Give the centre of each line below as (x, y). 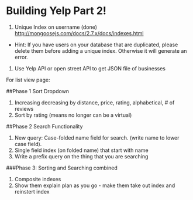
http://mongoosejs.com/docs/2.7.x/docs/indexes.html (79, 33)
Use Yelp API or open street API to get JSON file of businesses (90, 68)
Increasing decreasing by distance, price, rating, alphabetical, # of (94, 102)
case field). (28, 144)
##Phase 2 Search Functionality (44, 126)
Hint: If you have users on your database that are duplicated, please (96, 45)
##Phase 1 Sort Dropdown (37, 91)
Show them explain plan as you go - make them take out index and (95, 185)
